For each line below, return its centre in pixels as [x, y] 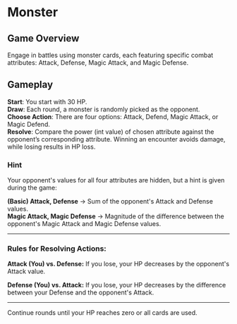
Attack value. [26, 271]
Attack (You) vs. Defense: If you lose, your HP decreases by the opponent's [119, 264]
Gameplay [30, 85]
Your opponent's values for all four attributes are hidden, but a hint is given [116, 180]
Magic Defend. [29, 124]
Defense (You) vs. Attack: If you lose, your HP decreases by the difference [117, 285]
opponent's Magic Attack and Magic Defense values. [84, 224]
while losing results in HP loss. [51, 147]
